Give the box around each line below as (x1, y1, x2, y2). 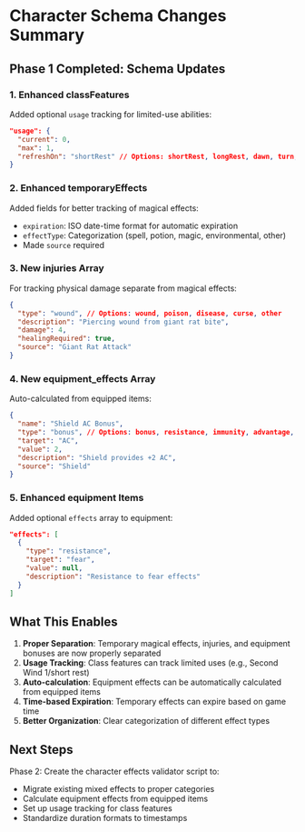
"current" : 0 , (17, 135, 71, 144)
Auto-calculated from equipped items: (9, 393, 152, 405)
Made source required (22, 239, 105, 250)
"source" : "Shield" (17, 461, 92, 471)
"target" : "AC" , (17, 436, 79, 446)
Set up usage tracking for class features (22, 803, 172, 814)
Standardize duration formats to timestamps (22, 813, 188, 824)
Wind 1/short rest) (22, 667, 90, 678)
